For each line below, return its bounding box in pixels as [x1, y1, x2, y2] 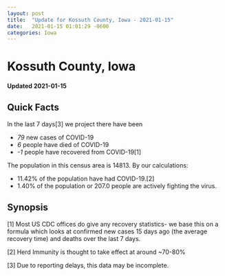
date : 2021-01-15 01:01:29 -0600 [7, 23, 109, 30]
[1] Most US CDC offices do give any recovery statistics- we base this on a [7, 220, 219, 228]
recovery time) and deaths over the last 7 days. [7, 234, 141, 242]
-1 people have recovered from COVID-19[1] [17, 148, 142, 156]
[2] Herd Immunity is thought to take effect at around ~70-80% [7, 248, 186, 256]
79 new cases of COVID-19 [17, 133, 94, 141]
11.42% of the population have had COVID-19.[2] [17, 174, 155, 183]
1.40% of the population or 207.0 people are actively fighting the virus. [17, 181, 217, 189]
